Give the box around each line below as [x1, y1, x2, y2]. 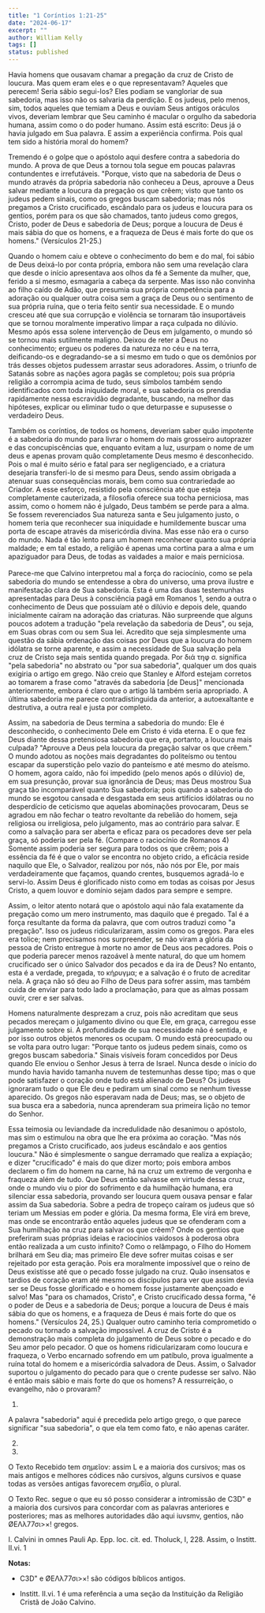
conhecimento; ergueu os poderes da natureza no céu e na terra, [8, 344, 220, 353]
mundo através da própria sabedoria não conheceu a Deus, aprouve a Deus [8, 178, 255, 186]
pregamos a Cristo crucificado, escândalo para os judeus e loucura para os [8, 203, 253, 211]
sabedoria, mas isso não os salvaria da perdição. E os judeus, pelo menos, [8, 95, 251, 104]
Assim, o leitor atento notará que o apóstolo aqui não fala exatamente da [8, 901, 244, 910]
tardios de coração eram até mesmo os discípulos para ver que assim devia [8, 1275, 254, 1285]
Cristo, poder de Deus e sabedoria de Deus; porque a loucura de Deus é [8, 219, 243, 229]
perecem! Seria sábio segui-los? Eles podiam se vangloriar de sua [8, 87, 223, 95]
